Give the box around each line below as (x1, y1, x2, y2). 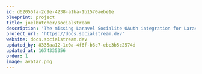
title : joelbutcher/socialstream (6, 20, 90, 26)
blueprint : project (6, 14, 55, 20)
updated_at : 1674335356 (6, 48, 66, 54)
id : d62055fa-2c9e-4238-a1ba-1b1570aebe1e (6, 8, 114, 15)
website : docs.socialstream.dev (6, 36, 87, 42)
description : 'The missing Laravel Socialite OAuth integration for (6, 25, 182, 32)
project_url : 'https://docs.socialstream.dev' (6, 31, 125, 37)
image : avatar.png (6, 58, 52, 64)
